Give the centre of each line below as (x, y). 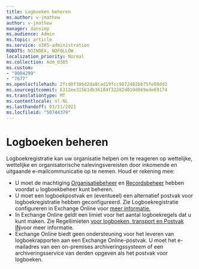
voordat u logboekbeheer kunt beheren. (64, 189)
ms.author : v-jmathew (33, 17)
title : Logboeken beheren (38, 12)
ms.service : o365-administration (48, 46)
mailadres (27, 247)
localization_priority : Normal (45, 56)
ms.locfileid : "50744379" (38, 112)
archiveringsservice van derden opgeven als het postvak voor (91, 253)
